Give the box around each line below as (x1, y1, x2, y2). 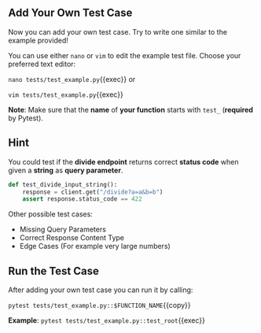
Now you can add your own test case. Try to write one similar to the (8, 27, 228, 36)
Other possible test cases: (8, 209, 93, 219)
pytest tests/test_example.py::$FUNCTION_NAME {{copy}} (8, 301, 191, 310)
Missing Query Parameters (19, 224, 106, 235)
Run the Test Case (8, 264, 100, 278)
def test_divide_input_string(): (8, 180, 118, 188)
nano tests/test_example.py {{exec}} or (8, 74, 136, 83)
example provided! (8, 35, 69, 45)
